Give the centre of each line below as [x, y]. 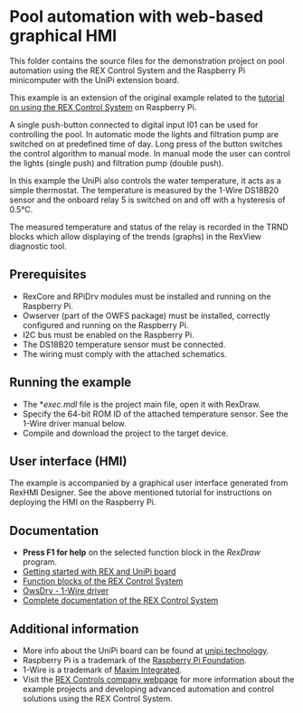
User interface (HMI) [68, 461]
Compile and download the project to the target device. [125, 433]
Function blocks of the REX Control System [103, 581]
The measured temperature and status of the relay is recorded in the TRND [149, 227]
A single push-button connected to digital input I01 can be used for [134, 125]
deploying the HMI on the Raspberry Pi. [83, 502]
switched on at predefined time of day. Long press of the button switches [146, 144]
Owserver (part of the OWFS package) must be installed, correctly [146, 315]
